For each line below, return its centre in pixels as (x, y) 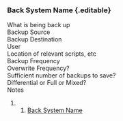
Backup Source (29, 32)
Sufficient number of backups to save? (61, 75)
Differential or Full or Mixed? (47, 83)
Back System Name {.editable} (59, 10)
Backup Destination (35, 39)
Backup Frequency (33, 61)
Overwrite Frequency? (38, 68)
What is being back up (39, 25)
